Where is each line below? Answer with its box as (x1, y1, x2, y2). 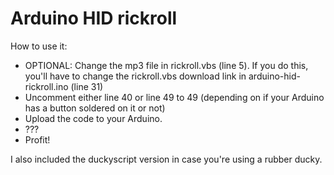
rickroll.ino (24, 80, 69, 92)
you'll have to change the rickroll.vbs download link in (24, 70, 247, 82)
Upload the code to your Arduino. (24, 112, 163, 124)
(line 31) (70, 80, 104, 92)
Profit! (24, 133, 51, 146)
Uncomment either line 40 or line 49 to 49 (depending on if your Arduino (24, 91, 325, 103)
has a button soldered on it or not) (24, 102, 166, 114)
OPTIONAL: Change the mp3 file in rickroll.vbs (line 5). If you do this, (24, 59, 309, 71)
